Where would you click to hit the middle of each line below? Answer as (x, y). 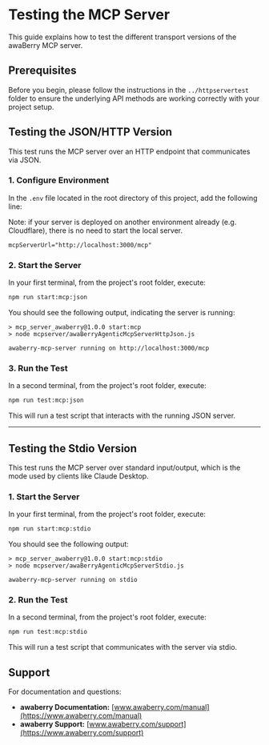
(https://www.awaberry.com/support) (82, 733)
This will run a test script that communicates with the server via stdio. (123, 647)
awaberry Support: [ (54, 724)
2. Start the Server (45, 265)
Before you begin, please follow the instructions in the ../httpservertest (129, 90)
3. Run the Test (38, 368)
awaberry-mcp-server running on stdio (73, 580)
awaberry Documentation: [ (67, 707)
